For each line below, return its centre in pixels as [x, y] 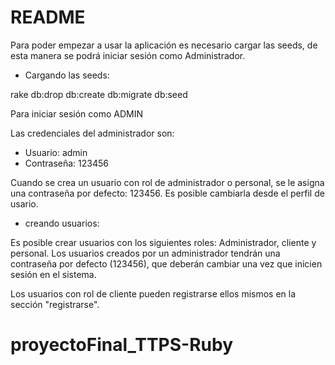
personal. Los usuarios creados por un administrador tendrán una [145, 253]
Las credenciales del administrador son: [92, 133]
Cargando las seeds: [67, 75]
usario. [24, 203]
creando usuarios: [62, 223]
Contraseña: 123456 [66, 163]
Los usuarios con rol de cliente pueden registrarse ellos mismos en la [153, 293]
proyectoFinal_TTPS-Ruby [122, 345]
